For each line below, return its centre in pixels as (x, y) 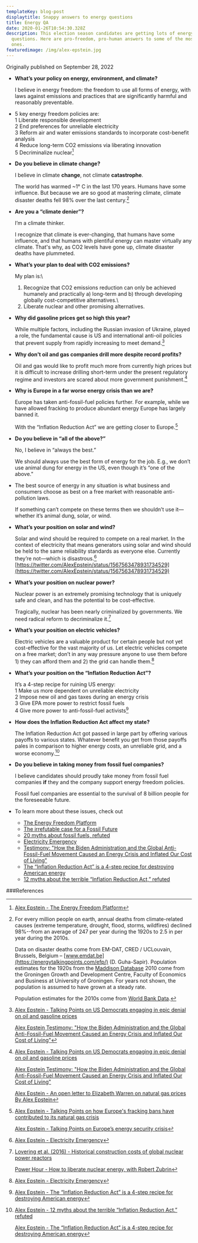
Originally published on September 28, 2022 (60, 67)
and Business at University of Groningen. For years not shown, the (95, 981)
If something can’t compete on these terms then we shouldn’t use (95, 510)
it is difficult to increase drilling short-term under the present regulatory (101, 372)
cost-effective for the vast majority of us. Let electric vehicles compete (101, 648)
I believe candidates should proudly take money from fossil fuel (92, 776)
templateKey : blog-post (35, 12)
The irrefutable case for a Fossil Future (70, 829)
